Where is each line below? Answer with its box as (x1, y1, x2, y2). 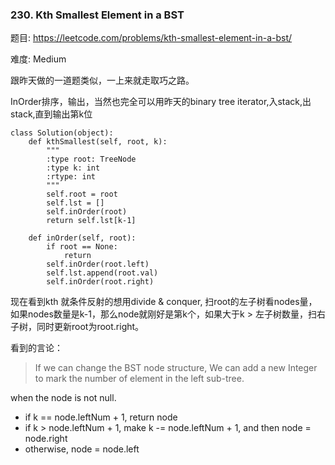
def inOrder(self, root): (28, 233, 137, 243)
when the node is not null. (10, 392, 117, 404)
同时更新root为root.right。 (36, 321, 145, 333)
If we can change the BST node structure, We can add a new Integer (34, 362, 318, 374)
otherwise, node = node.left (24, 443, 140, 455)
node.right (24, 433, 68, 445)
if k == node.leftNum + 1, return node (24, 411, 178, 423)
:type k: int (46, 163, 101, 173)
